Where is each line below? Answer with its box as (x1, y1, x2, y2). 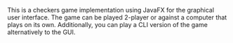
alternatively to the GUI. (7, 28, 76, 36)
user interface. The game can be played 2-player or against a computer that (7, 13, 227, 21)
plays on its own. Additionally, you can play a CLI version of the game (7, 21, 208, 28)
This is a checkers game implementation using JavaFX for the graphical (7, 6, 215, 14)
